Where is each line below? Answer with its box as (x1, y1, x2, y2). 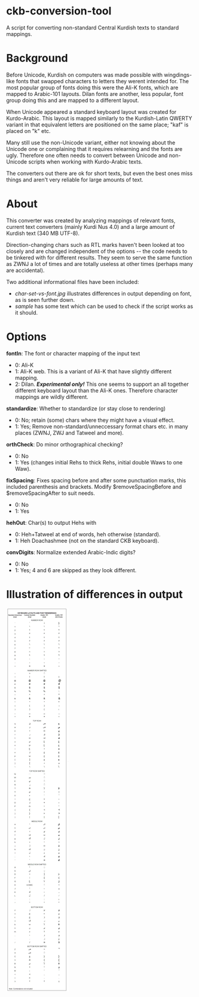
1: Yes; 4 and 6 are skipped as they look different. (14, 566, 137, 573)
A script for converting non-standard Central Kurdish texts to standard (6, 24, 179, 31)
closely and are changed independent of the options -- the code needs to (6, 247, 188, 255)
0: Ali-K (14, 361, 34, 368)
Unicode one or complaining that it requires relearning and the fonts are (6, 145, 183, 152)
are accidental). (6, 267, 45, 274)
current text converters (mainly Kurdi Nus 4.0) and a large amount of (6, 223, 175, 230)
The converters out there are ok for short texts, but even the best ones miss (6, 170, 193, 177)
